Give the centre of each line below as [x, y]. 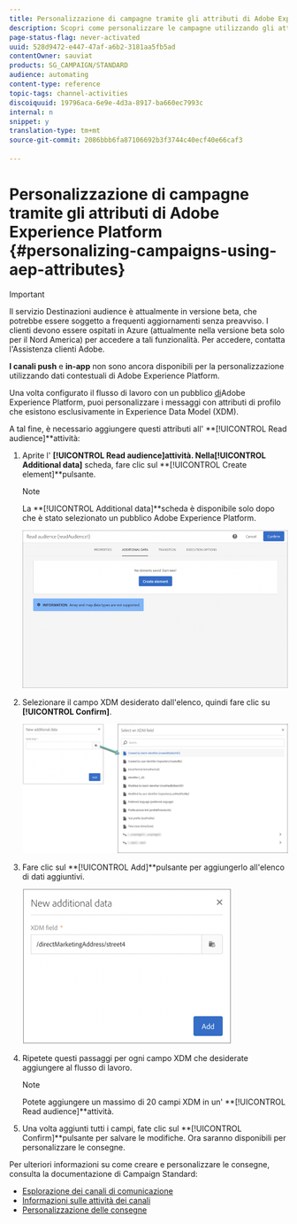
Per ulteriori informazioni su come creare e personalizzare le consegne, [139, 1165]
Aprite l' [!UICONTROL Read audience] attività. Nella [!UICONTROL [144, 455]
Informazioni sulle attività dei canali [86, 1201]
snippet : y [29, 121]
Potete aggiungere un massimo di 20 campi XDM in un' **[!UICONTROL [153, 1102]
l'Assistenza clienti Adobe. [57, 349]
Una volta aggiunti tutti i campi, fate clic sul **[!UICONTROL [132, 1128]
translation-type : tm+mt [55, 131]
